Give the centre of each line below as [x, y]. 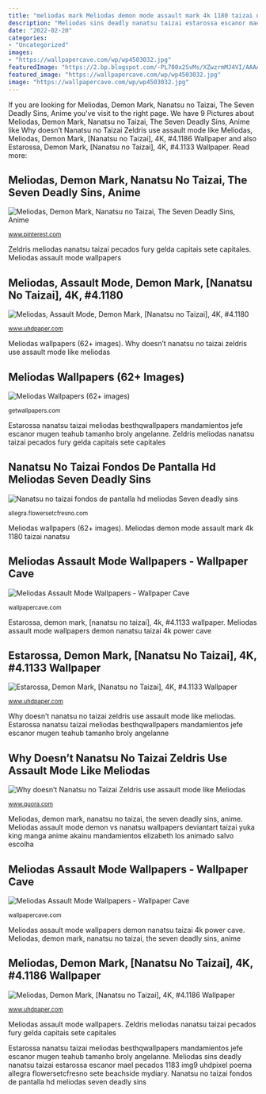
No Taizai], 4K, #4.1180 [66, 295]
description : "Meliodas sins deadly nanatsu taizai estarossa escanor [127, 23]
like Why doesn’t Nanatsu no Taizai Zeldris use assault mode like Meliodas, [131, 130]
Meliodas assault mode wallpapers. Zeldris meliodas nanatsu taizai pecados [132, 1024]
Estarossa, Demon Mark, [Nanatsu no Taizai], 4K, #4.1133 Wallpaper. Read [129, 147]
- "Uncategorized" [38, 45]
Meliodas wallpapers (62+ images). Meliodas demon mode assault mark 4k [131, 528]
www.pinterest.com [35, 235]
